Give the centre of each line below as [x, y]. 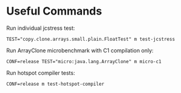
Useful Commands [54, 11]
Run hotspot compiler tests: [41, 73]
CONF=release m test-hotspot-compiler [55, 84]
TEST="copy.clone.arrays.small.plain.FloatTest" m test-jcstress [90, 39]
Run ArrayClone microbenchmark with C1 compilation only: [80, 50]
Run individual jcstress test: [41, 28]
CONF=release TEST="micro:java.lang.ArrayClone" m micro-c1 [84, 61]
